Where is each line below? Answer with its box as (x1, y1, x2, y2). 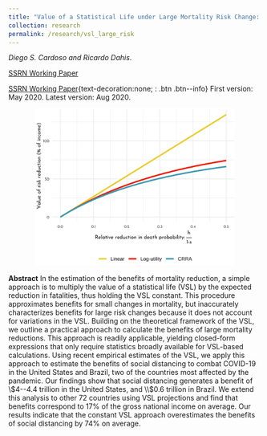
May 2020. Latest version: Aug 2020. (8, 92, 131, 102)
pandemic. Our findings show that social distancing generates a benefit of (8, 376, 253, 385)
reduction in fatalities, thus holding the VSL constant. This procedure (8, 291, 236, 300)
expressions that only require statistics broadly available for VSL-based (8, 342, 244, 352)
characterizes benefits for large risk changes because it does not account (8, 308, 253, 317)
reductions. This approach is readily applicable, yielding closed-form (8, 333, 236, 343)
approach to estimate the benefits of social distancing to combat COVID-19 (8, 359, 257, 369)
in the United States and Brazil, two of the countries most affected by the (8, 368, 249, 377)
